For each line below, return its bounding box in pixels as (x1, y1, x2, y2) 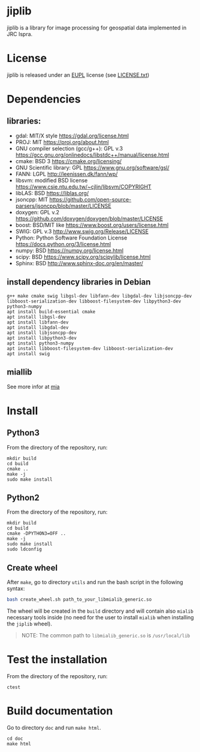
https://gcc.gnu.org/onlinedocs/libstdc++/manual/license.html (15, 151, 169, 158)
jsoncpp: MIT (15, 196, 49, 203)
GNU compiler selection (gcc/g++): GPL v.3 (15, 145, 123, 152)
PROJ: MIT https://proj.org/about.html (15, 138, 110, 145)
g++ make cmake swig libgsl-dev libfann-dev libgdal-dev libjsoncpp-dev (7, 293, 192, 299)
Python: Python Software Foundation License (15, 234, 128, 241)
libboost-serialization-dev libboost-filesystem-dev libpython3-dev (7, 298, 181, 304)
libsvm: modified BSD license (15, 176, 88, 184)
